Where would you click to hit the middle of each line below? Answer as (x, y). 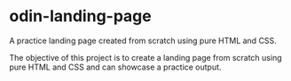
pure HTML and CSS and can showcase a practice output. (115, 67)
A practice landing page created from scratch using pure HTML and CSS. (143, 40)
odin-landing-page (81, 16)
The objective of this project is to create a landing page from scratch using (145, 57)
